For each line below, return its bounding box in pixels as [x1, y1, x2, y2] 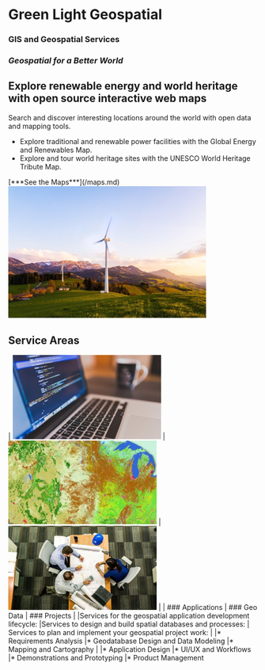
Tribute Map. [19, 162, 62, 171]
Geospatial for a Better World [8, 55, 124, 67]
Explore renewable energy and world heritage [8, 79, 238, 93]
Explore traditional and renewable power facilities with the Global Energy [19, 136, 257, 146]
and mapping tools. [8, 121, 71, 131]
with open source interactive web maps [8, 92, 207, 105]
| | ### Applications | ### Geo [157, 602, 258, 611]
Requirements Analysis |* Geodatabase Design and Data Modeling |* [8, 636, 234, 645]
